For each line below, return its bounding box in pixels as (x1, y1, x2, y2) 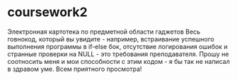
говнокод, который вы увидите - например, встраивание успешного (7, 34, 214, 43)
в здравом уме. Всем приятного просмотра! (7, 65, 142, 73)
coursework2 (7, 4, 88, 20)
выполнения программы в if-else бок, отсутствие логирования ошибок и (7, 42, 228, 51)
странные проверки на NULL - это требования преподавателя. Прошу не (7, 50, 229, 58)
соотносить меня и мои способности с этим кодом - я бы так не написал (7, 57, 230, 65)
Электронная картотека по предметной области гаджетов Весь (7, 27, 200, 36)
